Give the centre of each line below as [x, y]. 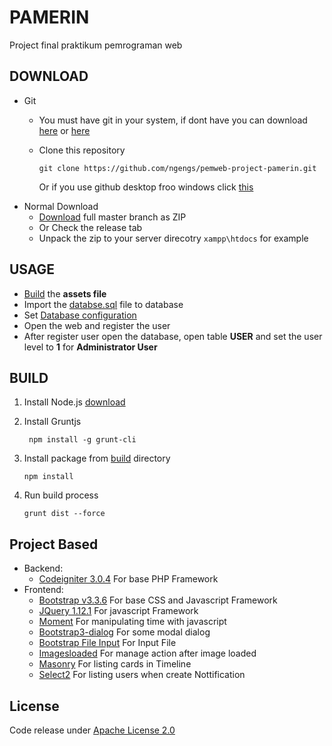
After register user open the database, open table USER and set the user [173, 336]
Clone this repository [82, 150]
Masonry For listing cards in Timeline [115, 664]
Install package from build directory [97, 458]
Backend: [43, 568]
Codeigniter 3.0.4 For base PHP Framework [128, 579]
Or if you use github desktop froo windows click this [146, 187]
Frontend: [43, 590]
